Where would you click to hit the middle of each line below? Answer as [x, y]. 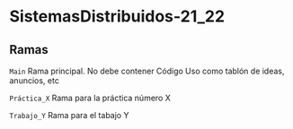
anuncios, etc [35, 81]
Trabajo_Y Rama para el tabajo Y [69, 115]
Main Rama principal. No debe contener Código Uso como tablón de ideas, [147, 71]
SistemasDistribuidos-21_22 [117, 17]
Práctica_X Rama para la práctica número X [90, 98]
